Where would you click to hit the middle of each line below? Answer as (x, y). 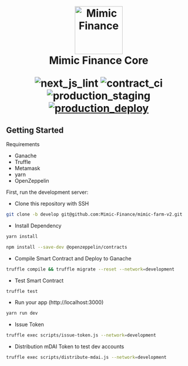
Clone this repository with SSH (52, 204)
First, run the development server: (47, 192)
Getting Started (35, 130)
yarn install (22, 236)
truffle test (22, 291)
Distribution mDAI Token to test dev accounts (69, 347)
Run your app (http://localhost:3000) (59, 302)
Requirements (23, 144)
